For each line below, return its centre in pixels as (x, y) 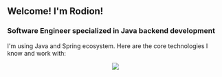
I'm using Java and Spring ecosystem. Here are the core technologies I (108, 46)
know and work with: (37, 53)
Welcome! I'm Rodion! (55, 11)
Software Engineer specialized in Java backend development (111, 31)
